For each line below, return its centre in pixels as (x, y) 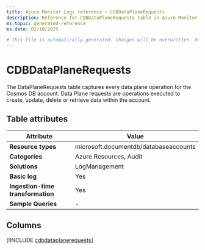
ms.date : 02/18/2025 (33, 29)
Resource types (33, 146)
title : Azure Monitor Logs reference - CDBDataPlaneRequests (86, 12)
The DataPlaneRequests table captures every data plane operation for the (99, 87)
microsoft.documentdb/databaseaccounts (135, 146)
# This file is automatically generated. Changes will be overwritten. (99, 40)
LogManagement (99, 166)
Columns (24, 225)
